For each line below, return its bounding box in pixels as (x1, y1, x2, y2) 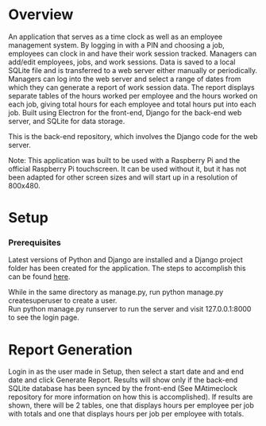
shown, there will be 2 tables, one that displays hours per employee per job (8, 401, 254, 410)
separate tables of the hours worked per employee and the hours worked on (8, 91, 258, 100)
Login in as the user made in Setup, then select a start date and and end (8, 367, 245, 377)
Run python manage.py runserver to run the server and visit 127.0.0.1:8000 (8, 304, 252, 314)
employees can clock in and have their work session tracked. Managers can (8, 48, 256, 58)
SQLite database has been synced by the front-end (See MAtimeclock (8, 384, 238, 393)
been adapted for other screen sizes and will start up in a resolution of (8, 172, 238, 182)
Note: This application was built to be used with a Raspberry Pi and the (8, 155, 241, 165)
